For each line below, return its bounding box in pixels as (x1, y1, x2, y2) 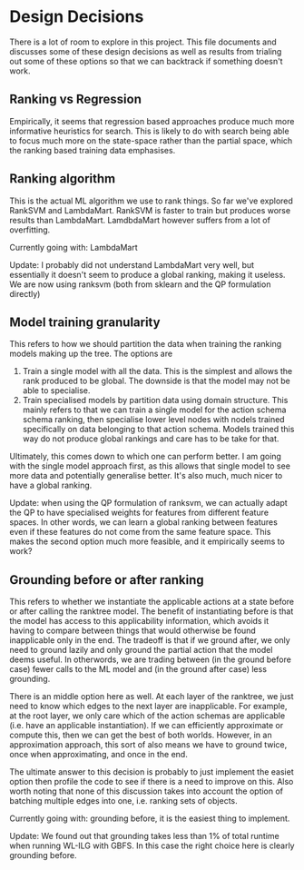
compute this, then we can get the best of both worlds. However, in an (9, 729, 272, 741)
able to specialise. (22, 385, 91, 396)
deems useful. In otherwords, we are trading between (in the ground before (9, 654, 292, 665)
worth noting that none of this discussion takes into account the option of (9, 786, 284, 796)
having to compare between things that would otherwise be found (9, 625, 256, 637)
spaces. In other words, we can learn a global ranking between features (9, 517, 279, 528)
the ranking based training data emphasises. (9, 144, 176, 155)
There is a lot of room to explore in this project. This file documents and (9, 36, 277, 47)
